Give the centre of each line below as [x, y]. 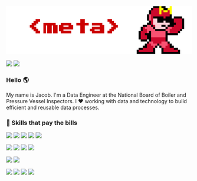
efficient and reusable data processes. [53, 108]
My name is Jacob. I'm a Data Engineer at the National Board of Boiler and [96, 95]
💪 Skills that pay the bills [42, 123]
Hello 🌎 [18, 80]
